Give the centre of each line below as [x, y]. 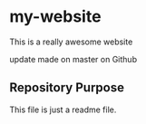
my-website [55, 17]
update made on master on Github [73, 59]
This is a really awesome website [71, 42]
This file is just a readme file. [63, 110]
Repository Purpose [67, 88]
